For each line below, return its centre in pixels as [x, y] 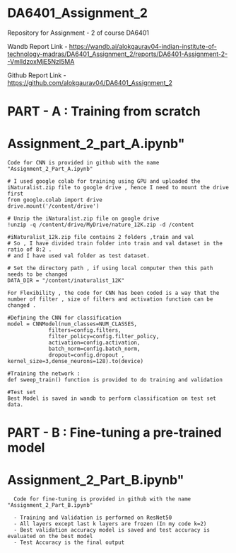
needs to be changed [38, 274]
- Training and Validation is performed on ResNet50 [93, 518]
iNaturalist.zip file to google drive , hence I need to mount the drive [118, 188]
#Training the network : [44, 374]
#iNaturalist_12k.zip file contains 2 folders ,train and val [101, 238]
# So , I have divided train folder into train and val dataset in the [115, 244]
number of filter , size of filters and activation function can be [110, 299]
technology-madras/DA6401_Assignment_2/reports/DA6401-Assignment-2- [118, 54]
